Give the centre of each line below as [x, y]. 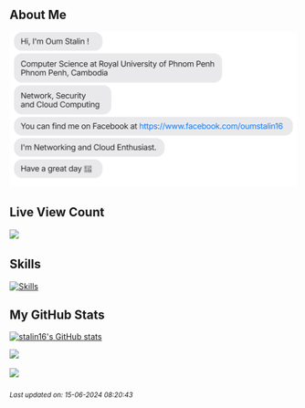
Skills [25, 264]
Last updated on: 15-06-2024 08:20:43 [71, 395]
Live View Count [57, 212]
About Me [38, 15]
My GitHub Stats [57, 315]
